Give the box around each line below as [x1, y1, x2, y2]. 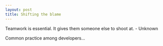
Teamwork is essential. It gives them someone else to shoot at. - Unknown [5, 25, 159, 31]
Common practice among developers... [5, 35, 86, 41]
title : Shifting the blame [5, 12, 61, 17]
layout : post [5, 7, 32, 12]
